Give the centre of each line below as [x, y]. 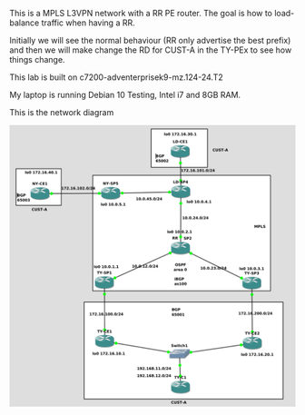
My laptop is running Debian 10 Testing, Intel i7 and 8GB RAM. [125, 95]
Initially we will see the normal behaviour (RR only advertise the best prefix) [150, 40]
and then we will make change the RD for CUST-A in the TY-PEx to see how [151, 50]
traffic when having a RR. [88, 23]
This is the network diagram [62, 112]
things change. [37, 59]
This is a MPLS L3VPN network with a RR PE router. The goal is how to [141, 13]
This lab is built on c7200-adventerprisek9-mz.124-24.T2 [117, 77]
